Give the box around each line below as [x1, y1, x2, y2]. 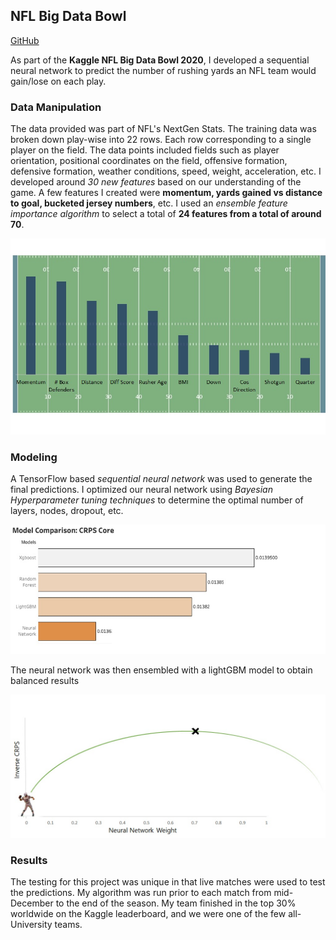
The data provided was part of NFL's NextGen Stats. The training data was [10, 123, 317, 135]
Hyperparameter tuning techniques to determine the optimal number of [10, 494, 304, 506]
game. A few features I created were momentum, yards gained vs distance [10, 187, 323, 199]
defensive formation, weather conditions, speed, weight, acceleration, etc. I [10, 165, 322, 178]
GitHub [10, 34, 40, 46]
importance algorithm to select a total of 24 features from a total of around [10, 208, 322, 220]
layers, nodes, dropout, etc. [10, 504, 124, 516]
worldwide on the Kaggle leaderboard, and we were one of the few [10, 908, 287, 920]
